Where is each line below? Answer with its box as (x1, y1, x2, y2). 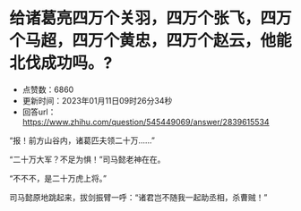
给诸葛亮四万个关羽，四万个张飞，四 (9, 8, 277, 29)
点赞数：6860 (21, 84, 74, 95)
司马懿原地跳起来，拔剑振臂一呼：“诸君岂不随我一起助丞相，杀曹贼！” (9, 191, 268, 202)
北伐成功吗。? (9, 53, 113, 73)
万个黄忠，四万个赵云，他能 (88, 30, 293, 51)
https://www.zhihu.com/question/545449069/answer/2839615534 (21, 116, 271, 127)
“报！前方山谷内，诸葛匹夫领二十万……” (9, 135, 155, 146)
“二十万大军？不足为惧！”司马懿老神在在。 (9, 154, 166, 165)
